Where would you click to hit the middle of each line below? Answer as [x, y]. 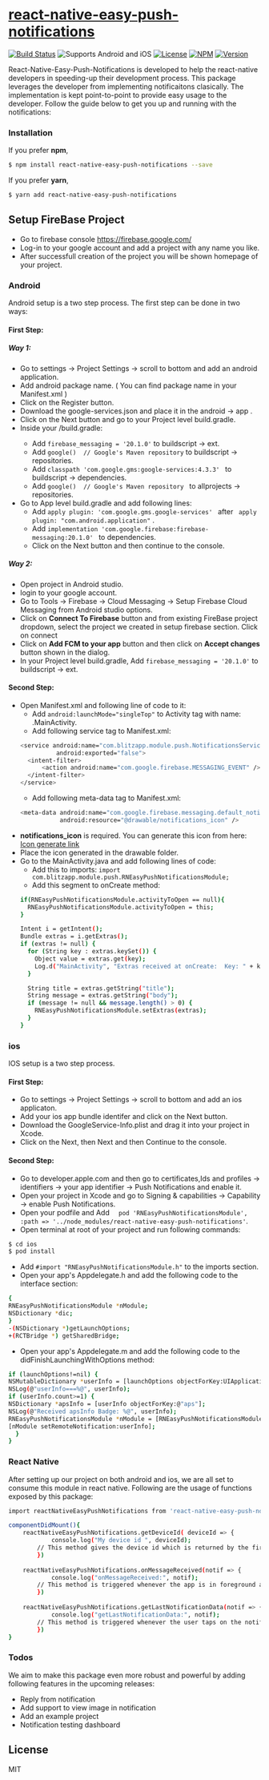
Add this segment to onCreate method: [96, 885]
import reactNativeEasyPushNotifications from [87, 1511]
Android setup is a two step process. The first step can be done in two [124, 303]
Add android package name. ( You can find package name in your [128, 385]
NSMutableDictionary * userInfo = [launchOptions [91, 1382]
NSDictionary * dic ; [41, 1314]
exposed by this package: [51, 1496]
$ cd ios [23, 1244]
